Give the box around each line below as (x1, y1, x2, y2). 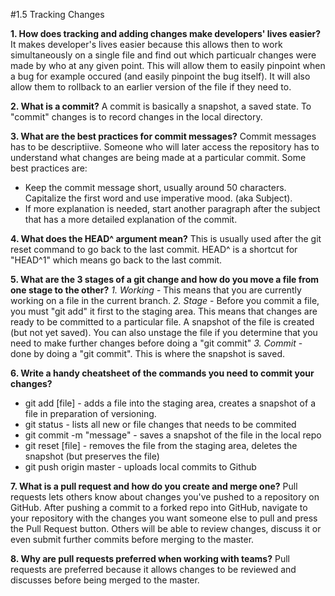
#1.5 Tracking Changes (10, 9, 105, 20)
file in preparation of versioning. (24, 408, 157, 419)
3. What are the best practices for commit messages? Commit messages (10, 130, 317, 142)
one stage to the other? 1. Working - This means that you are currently (10, 284, 302, 296)
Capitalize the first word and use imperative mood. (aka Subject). (24, 192, 293, 204)
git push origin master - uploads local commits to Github (24, 461, 257, 473)
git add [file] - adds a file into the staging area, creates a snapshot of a (24, 397, 316, 409)
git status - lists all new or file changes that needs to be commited (24, 419, 297, 430)
